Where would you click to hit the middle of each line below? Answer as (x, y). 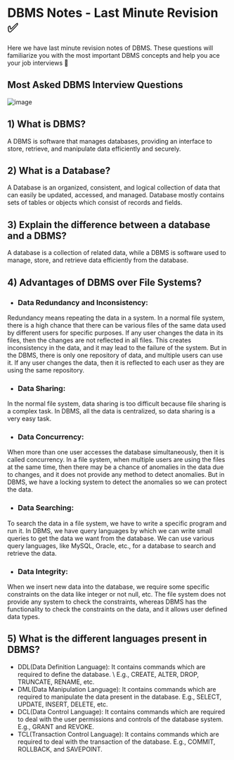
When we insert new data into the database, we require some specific (108, 587)
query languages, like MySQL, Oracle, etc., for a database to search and (112, 546)
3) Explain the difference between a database (109, 224)
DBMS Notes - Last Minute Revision (113, 13)
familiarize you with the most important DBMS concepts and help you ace (113, 55)
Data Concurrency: (51, 437)
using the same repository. (46, 370)
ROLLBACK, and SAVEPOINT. (60, 749)
